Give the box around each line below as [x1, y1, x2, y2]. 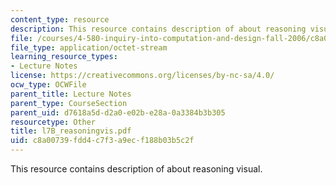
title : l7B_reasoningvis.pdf [10, 126, 132, 136]
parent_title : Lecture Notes [10, 89, 132, 99]
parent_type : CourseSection [10, 98, 128, 108]
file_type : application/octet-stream [10, 42, 168, 53]
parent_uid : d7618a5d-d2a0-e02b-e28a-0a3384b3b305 [10, 107, 226, 118]
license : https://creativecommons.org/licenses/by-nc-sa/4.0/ [10, 71, 275, 81]
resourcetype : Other [10, 117, 97, 127]
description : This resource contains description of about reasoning [10, 24, 307, 34]
